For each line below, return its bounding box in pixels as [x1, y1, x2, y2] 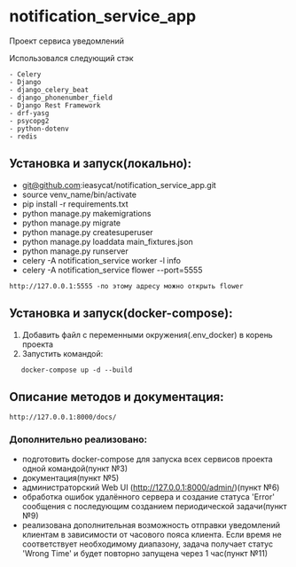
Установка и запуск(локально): [9, 156, 192, 171]
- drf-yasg [9, 108, 50, 117]
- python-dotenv [9, 124, 69, 133]
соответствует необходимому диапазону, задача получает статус [21, 539, 273, 549]
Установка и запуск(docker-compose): [9, 306, 233, 321]
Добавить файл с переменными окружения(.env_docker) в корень [21, 329, 273, 340]
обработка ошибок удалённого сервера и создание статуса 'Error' [21, 491, 275, 502]
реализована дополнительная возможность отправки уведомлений [21, 519, 281, 530]
